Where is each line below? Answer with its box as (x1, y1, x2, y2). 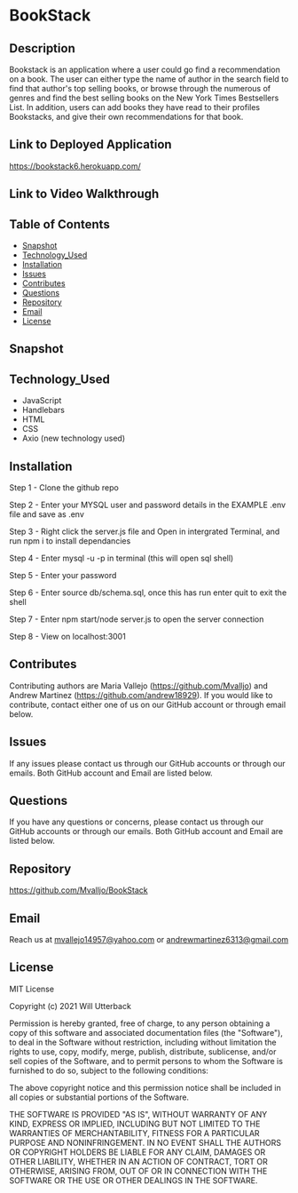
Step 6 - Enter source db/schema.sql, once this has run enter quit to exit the (9, 587, 287, 598)
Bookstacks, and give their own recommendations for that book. (9, 112, 244, 122)
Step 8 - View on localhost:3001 (9, 632, 126, 642)
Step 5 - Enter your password (9, 570, 117, 581)
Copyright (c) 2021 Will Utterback (9, 1000, 131, 1011)
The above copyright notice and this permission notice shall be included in (9, 1082, 281, 1093)
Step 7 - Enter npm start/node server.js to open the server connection (9, 614, 264, 624)
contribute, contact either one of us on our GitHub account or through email (9, 699, 286, 710)
